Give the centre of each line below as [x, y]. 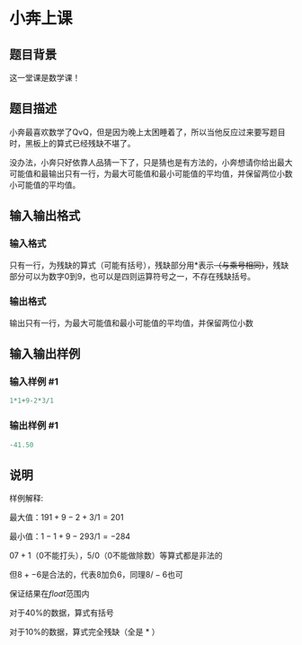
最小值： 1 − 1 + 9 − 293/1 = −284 [70, 536]
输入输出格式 [45, 216]
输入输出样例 [45, 354]
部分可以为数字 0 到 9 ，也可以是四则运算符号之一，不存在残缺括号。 [133, 276]
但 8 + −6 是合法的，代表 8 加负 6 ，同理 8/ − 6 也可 [96, 575]
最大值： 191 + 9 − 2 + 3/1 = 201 [67, 517]
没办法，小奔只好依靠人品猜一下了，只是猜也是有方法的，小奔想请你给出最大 [151, 162]
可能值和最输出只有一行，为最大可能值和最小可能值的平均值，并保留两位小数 [151, 173]
